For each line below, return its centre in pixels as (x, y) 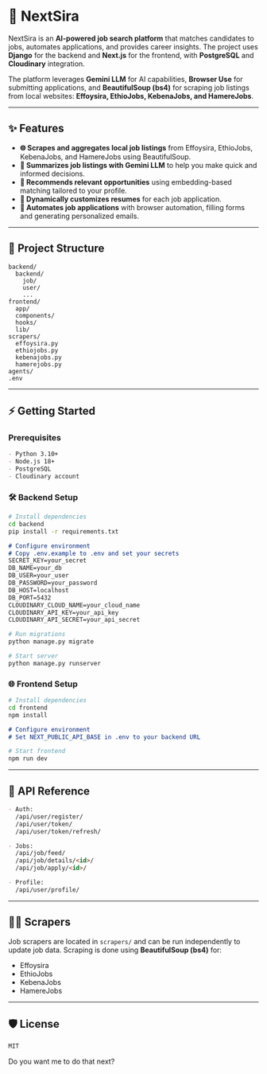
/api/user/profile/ (48, 890)
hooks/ (26, 322)
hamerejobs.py (39, 364)
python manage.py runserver (55, 663)
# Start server (33, 656)
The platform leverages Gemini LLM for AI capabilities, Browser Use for (126, 79)
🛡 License (34, 1023)
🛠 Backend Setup (43, 497)
